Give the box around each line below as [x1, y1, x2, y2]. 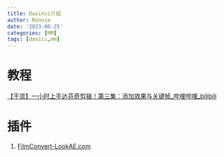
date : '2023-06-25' [7, 23, 64, 30]
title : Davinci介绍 [7, 10, 62, 17]
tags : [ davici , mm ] [7, 36, 60, 43]
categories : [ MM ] [7, 29, 57, 37]
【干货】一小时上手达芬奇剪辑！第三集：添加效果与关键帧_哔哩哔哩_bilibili [7, 92, 217, 100]
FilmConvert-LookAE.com [17, 142, 91, 150]
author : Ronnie [7, 17, 51, 24]
